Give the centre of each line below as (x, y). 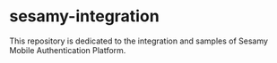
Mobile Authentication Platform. (68, 50)
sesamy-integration (84, 16)
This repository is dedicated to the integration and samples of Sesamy (139, 41)
